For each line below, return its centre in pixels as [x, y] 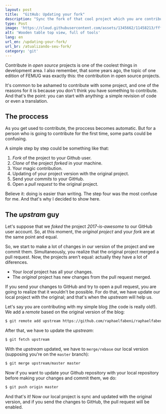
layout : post [19, 10]
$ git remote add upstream [33, 321]
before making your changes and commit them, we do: [61, 378]
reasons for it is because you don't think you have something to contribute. [82, 90]
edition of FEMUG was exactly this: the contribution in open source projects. [83, 76]
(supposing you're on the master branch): [47, 354]
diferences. [17, 262]
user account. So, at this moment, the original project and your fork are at [80, 232]
